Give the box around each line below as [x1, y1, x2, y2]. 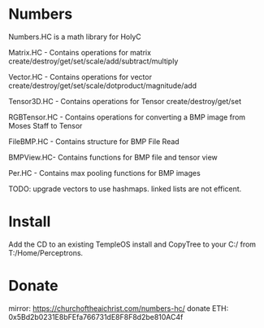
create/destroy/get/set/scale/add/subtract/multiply [8, 56, 179, 66]
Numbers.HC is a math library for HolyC [8, 32, 142, 42]
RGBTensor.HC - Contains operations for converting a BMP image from [8, 112, 246, 122]
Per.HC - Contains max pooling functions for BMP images [8, 168, 201, 177]
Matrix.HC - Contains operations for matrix [8, 47, 152, 57]
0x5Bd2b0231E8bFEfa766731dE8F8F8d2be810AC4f [8, 312, 184, 321]
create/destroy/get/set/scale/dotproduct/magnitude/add [8, 81, 197, 90]
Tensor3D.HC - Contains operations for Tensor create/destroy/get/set [8, 96, 242, 106]
